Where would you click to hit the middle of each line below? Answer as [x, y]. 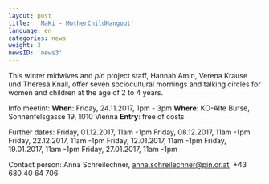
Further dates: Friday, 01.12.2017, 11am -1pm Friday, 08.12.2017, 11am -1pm [129, 132]
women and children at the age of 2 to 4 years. [86, 92]
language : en [30, 30]
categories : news [37, 38]
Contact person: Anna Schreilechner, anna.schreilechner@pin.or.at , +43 [128, 164]
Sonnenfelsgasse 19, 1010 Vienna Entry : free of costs [96, 116]
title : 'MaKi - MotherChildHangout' [71, 23]
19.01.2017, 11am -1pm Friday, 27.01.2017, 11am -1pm [93, 149]
